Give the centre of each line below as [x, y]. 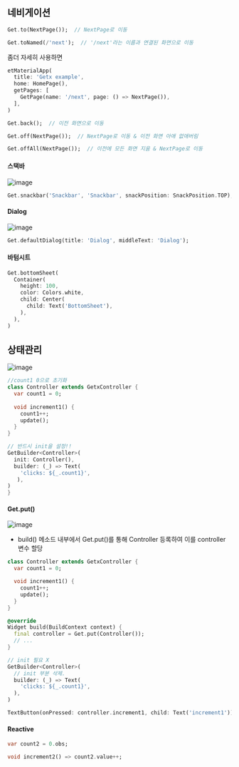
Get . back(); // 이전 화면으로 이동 [56, 123]
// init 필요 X [28, 660]
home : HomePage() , [41, 84]
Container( [30, 279]
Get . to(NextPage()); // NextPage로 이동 [68, 30]
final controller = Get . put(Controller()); [79, 634]
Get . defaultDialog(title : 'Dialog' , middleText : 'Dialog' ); [99, 240]
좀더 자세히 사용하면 [35, 57]
